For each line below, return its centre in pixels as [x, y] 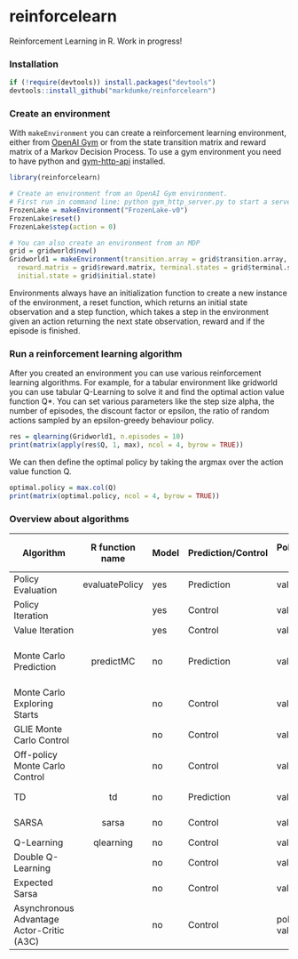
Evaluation [35, 590]
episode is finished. [45, 330]
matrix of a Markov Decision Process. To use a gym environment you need [145, 152]
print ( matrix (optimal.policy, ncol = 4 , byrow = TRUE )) [114, 496]
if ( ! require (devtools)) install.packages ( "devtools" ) [113, 83]
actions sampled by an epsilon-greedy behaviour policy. [112, 421]
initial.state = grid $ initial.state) [87, 276]
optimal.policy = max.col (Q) [63, 488]
